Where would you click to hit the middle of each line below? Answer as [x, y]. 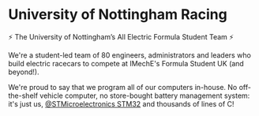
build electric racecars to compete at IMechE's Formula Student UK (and [126, 63]
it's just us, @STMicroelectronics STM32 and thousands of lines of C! [121, 103]
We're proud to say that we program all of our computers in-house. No [123, 87]
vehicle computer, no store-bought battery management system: [145, 95]
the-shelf [23, 95]
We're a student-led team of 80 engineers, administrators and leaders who [129, 55]
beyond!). [24, 72]
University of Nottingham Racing [118, 15]
